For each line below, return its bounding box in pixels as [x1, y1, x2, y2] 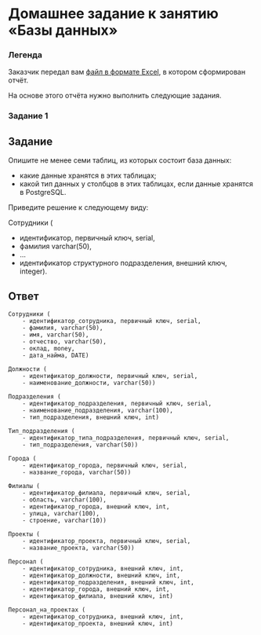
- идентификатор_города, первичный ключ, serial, [22, 461, 188, 470]
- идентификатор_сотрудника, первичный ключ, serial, [22, 317, 201, 325]
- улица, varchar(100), [22, 510, 100, 518]
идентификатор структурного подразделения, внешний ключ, [19, 259, 227, 268]
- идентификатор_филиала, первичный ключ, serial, [22, 489, 191, 497]
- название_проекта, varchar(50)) [22, 544, 135, 552]
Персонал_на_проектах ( [8, 606, 86, 614]
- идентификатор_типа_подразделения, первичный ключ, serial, [22, 434, 230, 442]
